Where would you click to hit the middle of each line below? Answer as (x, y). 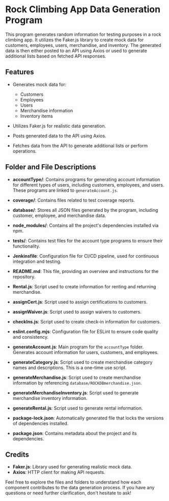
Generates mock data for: (39, 84)
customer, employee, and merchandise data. (59, 215)
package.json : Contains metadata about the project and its (75, 433)
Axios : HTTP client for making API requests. (59, 472)
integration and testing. (37, 261)
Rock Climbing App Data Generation (83, 9)
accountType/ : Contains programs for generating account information (86, 179)
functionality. (26, 246)
